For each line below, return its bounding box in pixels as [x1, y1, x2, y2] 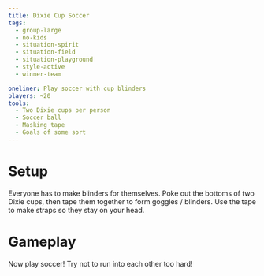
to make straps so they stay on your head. [8, 205, 145, 214]
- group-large [15, 26, 61, 34]
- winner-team [15, 70, 61, 78]
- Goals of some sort [15, 129, 87, 136]
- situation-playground [15, 56, 93, 64]
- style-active [15, 63, 65, 71]
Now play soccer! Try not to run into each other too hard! [8, 259, 193, 268]
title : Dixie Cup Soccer [8, 11, 90, 20]
